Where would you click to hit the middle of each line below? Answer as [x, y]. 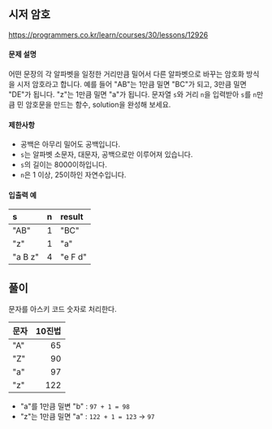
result [72, 217]
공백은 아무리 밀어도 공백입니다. [70, 144]
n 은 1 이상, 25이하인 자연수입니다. [73, 175]
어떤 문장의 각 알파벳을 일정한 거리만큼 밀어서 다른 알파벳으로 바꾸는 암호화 [127, 74]
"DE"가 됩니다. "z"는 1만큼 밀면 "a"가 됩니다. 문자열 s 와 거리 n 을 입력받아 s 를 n [133, 94]
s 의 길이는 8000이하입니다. [63, 164]
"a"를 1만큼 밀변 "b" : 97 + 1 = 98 [75, 406]
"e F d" [74, 257]
